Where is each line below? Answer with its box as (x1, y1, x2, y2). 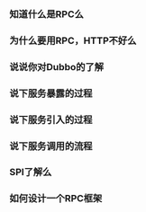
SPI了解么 (9, 166, 52, 179)
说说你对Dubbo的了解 (9, 60, 105, 73)
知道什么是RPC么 (9, 7, 84, 20)
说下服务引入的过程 (9, 113, 93, 126)
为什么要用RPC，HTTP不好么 (9, 34, 137, 47)
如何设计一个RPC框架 (9, 192, 103, 205)
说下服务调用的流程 (9, 139, 93, 152)
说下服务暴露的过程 (9, 87, 93, 100)
